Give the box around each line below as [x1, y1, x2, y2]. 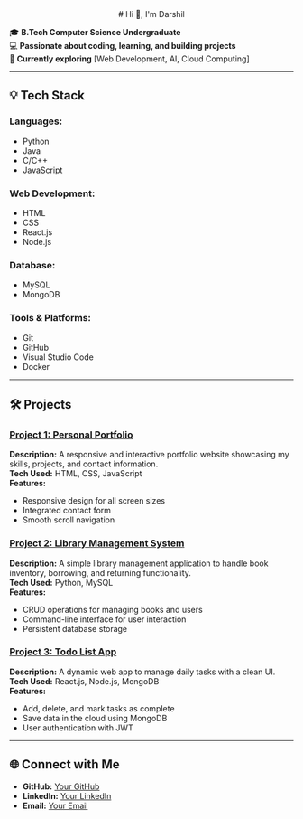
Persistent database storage [22, 623, 128, 634]
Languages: [9, 115, 63, 127]
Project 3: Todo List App [9, 645, 117, 658]
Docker [22, 361, 50, 372]
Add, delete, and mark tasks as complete [22, 702, 175, 713]
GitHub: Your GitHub [22, 781, 100, 792]
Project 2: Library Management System [9, 537, 185, 550]
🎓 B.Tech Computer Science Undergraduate [9, 27, 181, 37]
